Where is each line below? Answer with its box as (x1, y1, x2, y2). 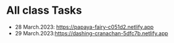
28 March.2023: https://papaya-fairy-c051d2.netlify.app (14, 23, 154, 30)
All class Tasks (6, 4, 82, 17)
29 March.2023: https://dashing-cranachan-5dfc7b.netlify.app (14, 29, 169, 36)
